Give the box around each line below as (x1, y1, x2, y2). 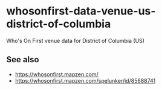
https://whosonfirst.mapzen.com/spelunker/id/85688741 (15, 77, 156, 84)
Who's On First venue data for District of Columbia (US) (6, 37, 145, 44)
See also (6, 54, 39, 65)
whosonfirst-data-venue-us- (6, 4, 156, 18)
